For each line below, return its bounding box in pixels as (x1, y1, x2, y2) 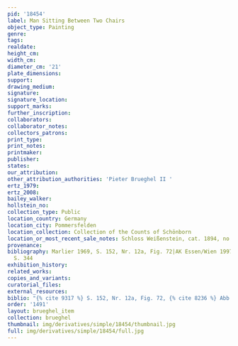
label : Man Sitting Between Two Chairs (7, 17, 125, 24)
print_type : (7, 136, 42, 143)
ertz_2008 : (7, 189, 40, 196)
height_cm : (7, 50, 40, 58)
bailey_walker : (7, 195, 52, 202)
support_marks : (7, 103, 52, 110)
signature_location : (7, 97, 69, 104)
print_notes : (7, 143, 46, 150)
